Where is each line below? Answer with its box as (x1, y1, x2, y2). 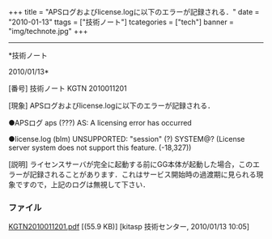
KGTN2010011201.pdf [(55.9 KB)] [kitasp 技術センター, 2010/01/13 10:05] (8, 222, 249, 232)
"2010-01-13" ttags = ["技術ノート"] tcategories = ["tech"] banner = (8, 17, 235, 27)
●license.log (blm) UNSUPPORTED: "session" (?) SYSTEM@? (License (8, 134, 245, 143)
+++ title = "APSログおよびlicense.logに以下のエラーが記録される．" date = (8, 7, 260, 16)
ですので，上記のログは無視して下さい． (15, 180, 151, 189)
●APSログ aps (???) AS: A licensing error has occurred (8, 118, 192, 127)
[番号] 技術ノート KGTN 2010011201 (8, 83, 127, 93)
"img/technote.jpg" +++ (8, 27, 88, 36)
